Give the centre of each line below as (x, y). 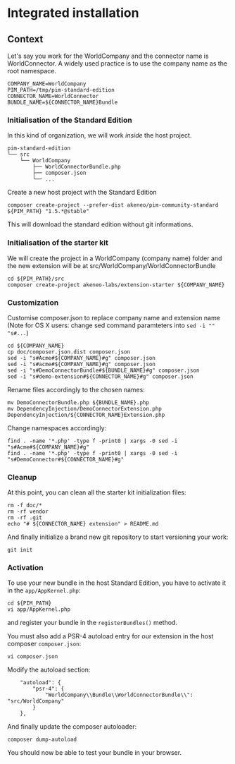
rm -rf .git (25, 518)
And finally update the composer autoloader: (72, 727)
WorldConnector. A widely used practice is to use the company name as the (118, 63)
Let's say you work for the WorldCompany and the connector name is (108, 56)
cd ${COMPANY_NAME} (36, 346)
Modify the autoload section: (49, 670)
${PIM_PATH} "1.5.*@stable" (49, 212)
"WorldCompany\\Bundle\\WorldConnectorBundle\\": (119, 695)
